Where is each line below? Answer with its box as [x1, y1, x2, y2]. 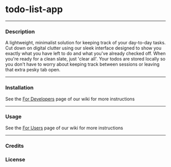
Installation [5, 84, 34, 91]
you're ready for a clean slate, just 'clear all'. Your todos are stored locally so [5, 56, 165, 62]
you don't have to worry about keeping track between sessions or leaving [5, 61, 160, 67]
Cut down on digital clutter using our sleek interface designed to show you [5, 45, 162, 51]
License [5, 156, 25, 163]
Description [5, 28, 35, 35]
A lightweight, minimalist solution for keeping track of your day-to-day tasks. [5, 40, 166, 46]
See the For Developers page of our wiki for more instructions [5, 96, 135, 102]
